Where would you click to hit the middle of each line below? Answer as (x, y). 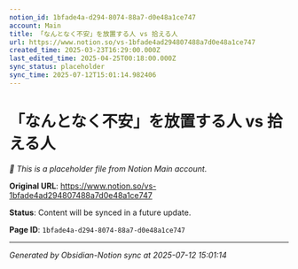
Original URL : (34, 186)
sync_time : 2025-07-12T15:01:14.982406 (83, 75)
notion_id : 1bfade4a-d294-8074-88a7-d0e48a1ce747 (103, 17)
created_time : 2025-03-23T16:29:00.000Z (85, 50)
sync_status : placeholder (57, 67)
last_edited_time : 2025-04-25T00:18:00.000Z (93, 58)
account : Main (35, 26)
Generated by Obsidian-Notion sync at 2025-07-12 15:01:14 (118, 255)
